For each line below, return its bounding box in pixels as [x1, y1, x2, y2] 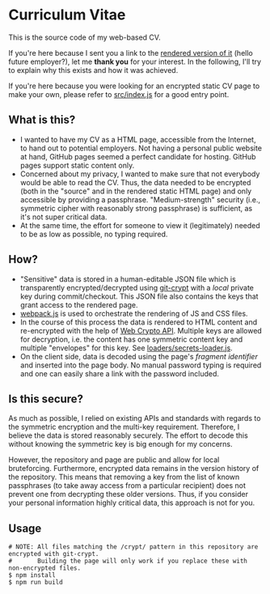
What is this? [8, 113, 76, 127]
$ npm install [8, 571, 57, 579]
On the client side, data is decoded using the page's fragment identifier [19, 351, 259, 361]
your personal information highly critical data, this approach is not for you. [8, 498, 255, 507]
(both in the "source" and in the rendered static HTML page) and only [19, 186, 252, 196]
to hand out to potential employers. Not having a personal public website [19, 143, 263, 153]
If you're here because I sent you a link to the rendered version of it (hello [8, 48, 253, 57]
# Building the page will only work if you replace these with [8, 557, 248, 566]
